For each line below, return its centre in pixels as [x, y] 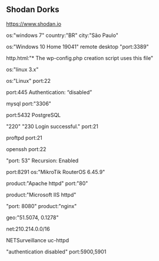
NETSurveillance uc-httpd [38, 240]
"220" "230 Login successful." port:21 [52, 126]
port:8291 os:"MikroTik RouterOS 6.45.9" [56, 172]
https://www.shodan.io [34, 24]
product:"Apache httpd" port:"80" [47, 183]
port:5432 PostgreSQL [34, 115]
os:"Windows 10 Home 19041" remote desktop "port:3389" [77, 46]
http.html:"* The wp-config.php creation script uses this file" [80, 58]
